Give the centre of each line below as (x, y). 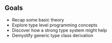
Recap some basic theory (38, 20)
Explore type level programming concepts (55, 25)
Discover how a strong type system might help (59, 30)
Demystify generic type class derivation (53, 35)
